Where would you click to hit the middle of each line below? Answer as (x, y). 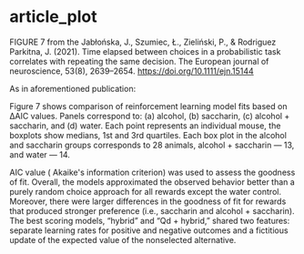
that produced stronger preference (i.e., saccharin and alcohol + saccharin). (152, 210)
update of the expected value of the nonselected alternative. (123, 239)
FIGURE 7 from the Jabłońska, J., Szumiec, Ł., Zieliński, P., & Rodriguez (143, 42)
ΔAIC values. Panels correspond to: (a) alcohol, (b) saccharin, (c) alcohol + (150, 116)
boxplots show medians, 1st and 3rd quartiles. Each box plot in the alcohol (148, 135)
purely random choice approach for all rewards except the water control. (146, 191)
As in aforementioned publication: (73, 88)
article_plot (53, 17)
